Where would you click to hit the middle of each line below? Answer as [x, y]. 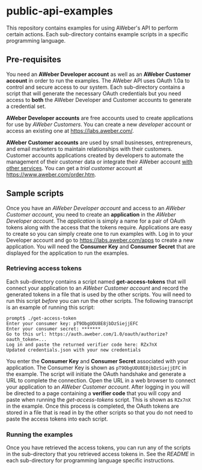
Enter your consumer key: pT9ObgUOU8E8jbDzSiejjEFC [72, 323]
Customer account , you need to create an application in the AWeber [91, 214]
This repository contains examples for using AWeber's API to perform [92, 28]
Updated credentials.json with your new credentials [74, 350]
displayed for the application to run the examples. [68, 253]
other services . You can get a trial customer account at [74, 168]
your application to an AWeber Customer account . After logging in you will [98, 387]
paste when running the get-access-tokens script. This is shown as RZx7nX [99, 399]
